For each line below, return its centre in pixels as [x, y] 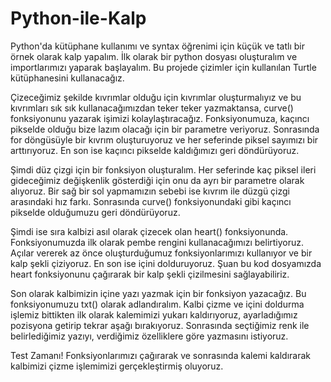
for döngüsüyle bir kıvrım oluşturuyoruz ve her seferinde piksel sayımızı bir [164, 139]
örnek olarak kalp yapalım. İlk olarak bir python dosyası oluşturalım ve [154, 56]
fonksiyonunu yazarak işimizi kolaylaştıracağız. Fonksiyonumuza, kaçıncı [160, 118]
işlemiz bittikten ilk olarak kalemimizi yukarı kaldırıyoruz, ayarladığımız [154, 314]
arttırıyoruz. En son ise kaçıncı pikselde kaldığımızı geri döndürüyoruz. [155, 150]
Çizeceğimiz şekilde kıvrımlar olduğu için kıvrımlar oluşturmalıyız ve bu [156, 97]
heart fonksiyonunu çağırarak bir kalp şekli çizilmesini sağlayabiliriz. [150, 274]
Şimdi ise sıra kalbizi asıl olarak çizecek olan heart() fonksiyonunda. [149, 231]
